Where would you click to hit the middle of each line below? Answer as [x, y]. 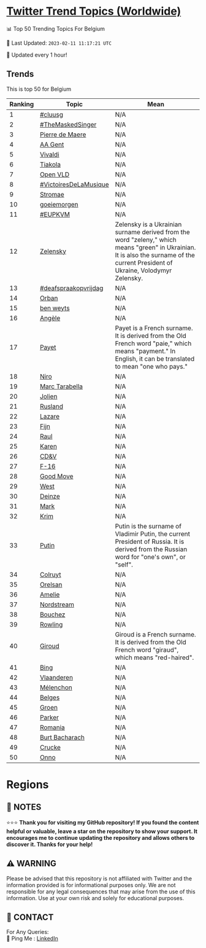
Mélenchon [56, 687]
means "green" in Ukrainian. [155, 247]
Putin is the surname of [148, 526]
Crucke [50, 747]
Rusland [51, 406]
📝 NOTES [24, 807]
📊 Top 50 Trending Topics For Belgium [56, 28]
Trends [20, 74]
